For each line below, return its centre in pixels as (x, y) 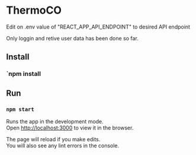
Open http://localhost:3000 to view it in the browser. (70, 128)
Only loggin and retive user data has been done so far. (73, 38)
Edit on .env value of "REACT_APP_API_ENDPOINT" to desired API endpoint (98, 27)
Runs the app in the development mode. (55, 121)
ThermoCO (34, 10)
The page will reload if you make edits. (53, 139)
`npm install (24, 74)
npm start (20, 109)
